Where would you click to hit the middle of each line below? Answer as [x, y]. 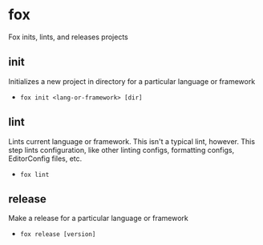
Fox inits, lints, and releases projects [68, 37]
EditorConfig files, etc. [45, 159]
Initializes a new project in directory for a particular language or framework [132, 81]
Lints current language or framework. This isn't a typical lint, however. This [131, 141]
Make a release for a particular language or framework [98, 219]
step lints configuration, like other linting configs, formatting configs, [121, 150]
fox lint [34, 175]
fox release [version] [58, 235]
